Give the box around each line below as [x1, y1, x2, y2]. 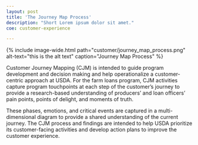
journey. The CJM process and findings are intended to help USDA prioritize [6, 120, 193, 127]
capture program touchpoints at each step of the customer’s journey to [6, 83, 180, 91]
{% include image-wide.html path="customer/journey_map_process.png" [6, 47, 186, 54]
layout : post [6, 8, 39, 15]
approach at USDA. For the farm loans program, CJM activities [24, 77, 178, 84]
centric [6, 77, 24, 84]
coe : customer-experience [6, 25, 70, 31]
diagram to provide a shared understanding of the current [37, 114, 178, 121]
